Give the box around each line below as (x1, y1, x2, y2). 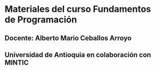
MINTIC (4, 58, 29, 67)
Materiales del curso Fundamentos (4, 3, 152, 15)
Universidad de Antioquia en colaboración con (4, 51, 151, 59)
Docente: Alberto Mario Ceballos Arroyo (4, 34, 132, 42)
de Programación (4, 14, 78, 25)
